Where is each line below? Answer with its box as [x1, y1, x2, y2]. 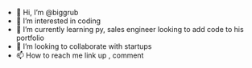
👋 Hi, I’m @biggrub [15, 8, 79, 17]
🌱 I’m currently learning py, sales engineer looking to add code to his [15, 25, 244, 34]
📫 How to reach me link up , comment [15, 50, 144, 60]
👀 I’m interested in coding [15, 16, 101, 26]
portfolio [15, 33, 44, 42]
